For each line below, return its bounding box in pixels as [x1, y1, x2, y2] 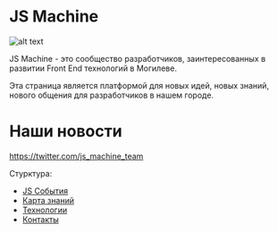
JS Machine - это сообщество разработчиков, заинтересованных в [9, 53, 266, 64]
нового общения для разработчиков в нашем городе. [9, 90, 215, 100]
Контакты [21, 213, 60, 225]
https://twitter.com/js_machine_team [9, 151, 144, 161]
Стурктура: [9, 168, 53, 178]
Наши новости [9, 121, 122, 142]
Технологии [21, 204, 68, 215]
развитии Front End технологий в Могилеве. [9, 63, 177, 73]
